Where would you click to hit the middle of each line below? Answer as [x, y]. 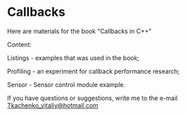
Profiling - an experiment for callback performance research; [94, 71]
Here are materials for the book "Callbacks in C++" [79, 31]
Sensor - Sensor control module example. [66, 84]
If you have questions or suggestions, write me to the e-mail [92, 98]
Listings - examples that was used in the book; [73, 58]
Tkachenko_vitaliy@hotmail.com [53, 105]
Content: [20, 44]
